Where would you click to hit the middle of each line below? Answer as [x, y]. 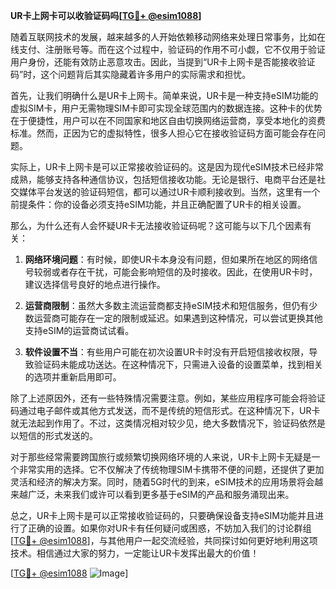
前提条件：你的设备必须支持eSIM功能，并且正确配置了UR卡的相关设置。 [158, 204]
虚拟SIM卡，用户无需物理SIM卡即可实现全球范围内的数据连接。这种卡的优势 [166, 108]
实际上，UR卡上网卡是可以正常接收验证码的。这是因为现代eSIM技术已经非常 [167, 167]
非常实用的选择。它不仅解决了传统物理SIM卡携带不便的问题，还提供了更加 [171, 469]
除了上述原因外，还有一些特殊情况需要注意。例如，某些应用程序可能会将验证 [168, 398]
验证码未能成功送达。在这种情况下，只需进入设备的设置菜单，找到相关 [178, 364]
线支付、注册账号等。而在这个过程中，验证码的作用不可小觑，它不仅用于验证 [168, 49]
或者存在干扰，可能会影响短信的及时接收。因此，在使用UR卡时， [184, 272]
